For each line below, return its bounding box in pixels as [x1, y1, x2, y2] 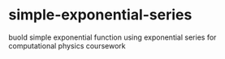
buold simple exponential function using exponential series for [8, 32, 217, 42]
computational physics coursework [8, 40, 126, 50]
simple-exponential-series [8, 6, 193, 24]
